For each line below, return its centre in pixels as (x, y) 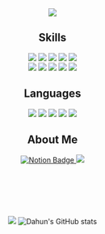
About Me (52, 140)
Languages (52, 94)
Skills (52, 38)
